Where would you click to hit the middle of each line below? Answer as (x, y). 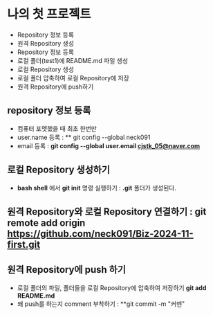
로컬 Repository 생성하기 (59, 170)
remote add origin (46, 223)
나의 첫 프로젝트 (49, 14)
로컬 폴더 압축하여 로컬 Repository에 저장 (73, 78)
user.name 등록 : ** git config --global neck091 (84, 137)
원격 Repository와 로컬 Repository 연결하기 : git (107, 211)
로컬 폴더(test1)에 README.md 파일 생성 (73, 60)
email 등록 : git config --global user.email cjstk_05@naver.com (109, 145)
